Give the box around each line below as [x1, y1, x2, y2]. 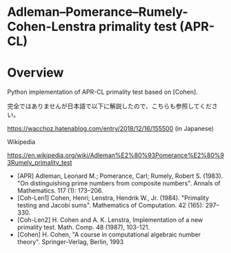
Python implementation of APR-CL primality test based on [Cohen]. [7, 88, 198, 97]
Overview [7, 65, 64, 81]
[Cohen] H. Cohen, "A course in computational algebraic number [17, 230, 201, 239]
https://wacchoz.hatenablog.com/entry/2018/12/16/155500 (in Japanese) [7, 125, 214, 133]
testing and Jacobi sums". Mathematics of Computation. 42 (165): [17, 201, 204, 210]
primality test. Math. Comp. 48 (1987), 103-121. [17, 223, 150, 232]
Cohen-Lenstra [7, 19, 97, 34]
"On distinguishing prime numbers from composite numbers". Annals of [17, 179, 221, 188]
